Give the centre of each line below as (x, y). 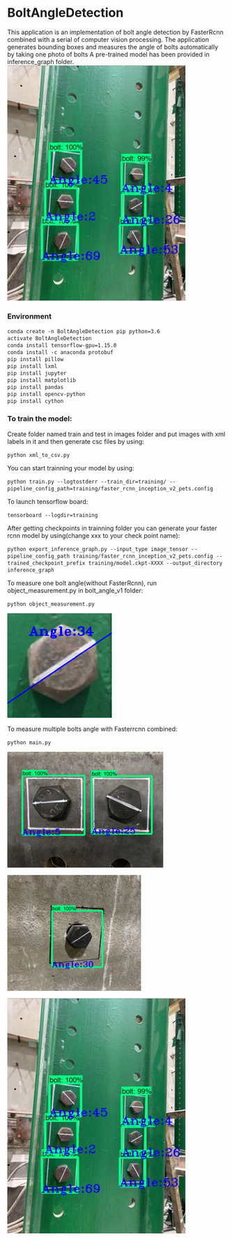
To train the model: (40, 419)
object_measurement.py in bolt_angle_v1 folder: (75, 590)
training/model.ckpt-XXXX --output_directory (155, 563)
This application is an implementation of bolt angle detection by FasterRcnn (116, 32)
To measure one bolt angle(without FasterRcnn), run (82, 583)
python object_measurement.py (51, 604)
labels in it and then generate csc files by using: (76, 441)
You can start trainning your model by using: (71, 468)
